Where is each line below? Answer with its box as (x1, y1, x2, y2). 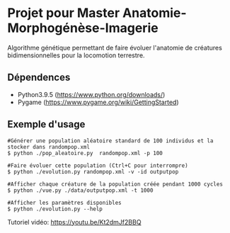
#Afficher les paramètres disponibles (7, 199, 122, 206)
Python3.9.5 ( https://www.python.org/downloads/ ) (17, 90, 166, 98)
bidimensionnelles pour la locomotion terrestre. (7, 51, 145, 59)
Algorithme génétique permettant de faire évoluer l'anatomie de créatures (7, 43, 223, 52)
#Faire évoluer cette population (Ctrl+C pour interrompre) (7, 161, 189, 169)
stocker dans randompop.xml (7, 143, 91, 150)
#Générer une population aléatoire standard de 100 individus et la (7, 137, 214, 144)
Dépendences (7, 72, 71, 84)
